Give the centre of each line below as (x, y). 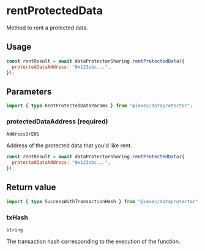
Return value (31, 187)
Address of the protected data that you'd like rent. (69, 145)
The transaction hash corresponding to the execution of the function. (93, 241)
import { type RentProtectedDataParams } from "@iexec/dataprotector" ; (99, 106)
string (15, 230)
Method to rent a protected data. (47, 28)
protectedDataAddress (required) (57, 122)
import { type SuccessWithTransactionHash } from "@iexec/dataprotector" (102, 201)
